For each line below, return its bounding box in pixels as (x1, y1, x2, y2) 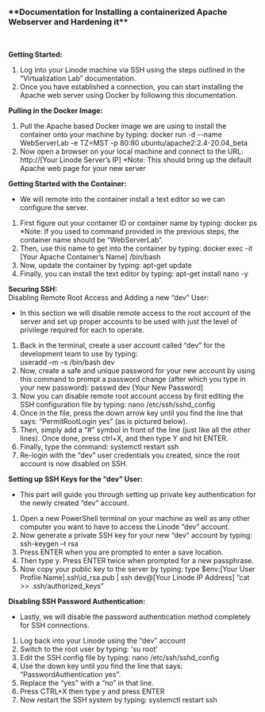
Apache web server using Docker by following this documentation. (19, 91, 238, 100)
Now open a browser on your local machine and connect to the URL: (19, 146, 244, 157)
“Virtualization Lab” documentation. (19, 74, 136, 84)
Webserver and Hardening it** (8, 16, 129, 27)
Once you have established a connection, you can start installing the (19, 82, 244, 91)
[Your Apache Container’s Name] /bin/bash (19, 252, 161, 262)
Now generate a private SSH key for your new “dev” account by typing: (19, 531, 252, 540)
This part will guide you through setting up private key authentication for (19, 490, 256, 500)
